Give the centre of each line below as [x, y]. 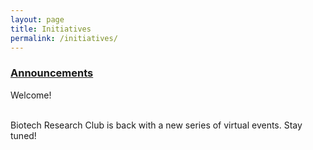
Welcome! [31, 95]
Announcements [52, 73]
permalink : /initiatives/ [64, 38]
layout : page [37, 19]
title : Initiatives [51, 29]
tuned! [23, 135]
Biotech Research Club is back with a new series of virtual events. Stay [156, 125]
